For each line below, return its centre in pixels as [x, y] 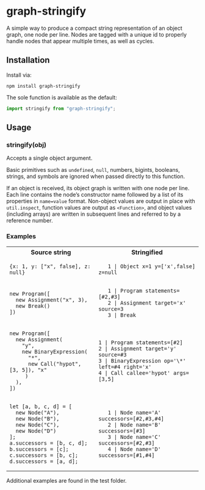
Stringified [147, 252]
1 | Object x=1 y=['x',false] [152, 266]
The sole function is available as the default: [62, 97]
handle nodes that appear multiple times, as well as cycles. [80, 41]
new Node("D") [36, 431]
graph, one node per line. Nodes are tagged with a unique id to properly [97, 34]
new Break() [33, 306]
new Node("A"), [38, 412]
